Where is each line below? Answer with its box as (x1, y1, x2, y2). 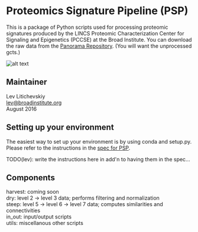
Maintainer (6, 77, 47, 87)
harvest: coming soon (6, 188, 59, 195)
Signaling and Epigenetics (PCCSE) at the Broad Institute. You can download (6, 36, 192, 43)
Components (6, 173, 55, 183)
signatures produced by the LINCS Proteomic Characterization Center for (6, 29, 184, 37)
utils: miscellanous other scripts (6, 220, 84, 227)
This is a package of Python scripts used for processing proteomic (6, 24, 168, 31)
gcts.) (6, 48, 21, 55)
